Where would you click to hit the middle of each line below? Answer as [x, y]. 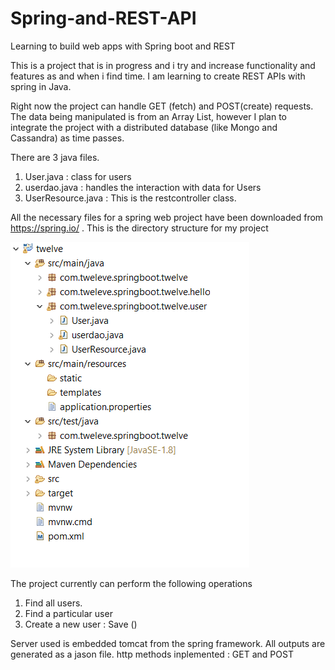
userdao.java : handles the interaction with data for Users [143, 187]
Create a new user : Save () [81, 624]
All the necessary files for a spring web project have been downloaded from [167, 217]
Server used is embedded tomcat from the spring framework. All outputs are [168, 643]
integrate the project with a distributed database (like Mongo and [144, 127]
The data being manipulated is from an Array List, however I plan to [148, 116]
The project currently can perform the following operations [131, 583]
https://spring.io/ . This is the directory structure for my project [139, 228]
